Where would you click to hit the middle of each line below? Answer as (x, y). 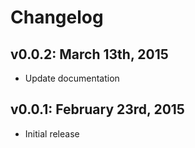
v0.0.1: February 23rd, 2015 (97, 109)
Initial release (52, 133)
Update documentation (72, 78)
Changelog (57, 17)
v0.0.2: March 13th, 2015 (89, 54)
